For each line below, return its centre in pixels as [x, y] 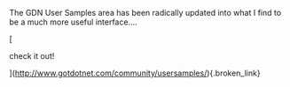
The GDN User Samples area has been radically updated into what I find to [145, 13]
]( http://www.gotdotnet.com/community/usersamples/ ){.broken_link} [135, 73]
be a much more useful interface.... [73, 22]
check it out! [32, 56]
